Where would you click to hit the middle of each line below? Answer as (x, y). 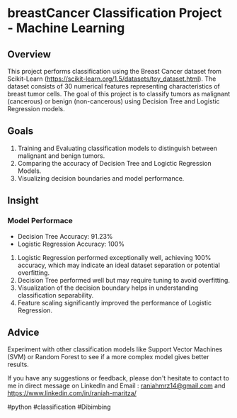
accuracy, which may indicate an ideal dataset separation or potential (119, 265)
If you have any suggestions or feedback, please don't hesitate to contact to (118, 378)
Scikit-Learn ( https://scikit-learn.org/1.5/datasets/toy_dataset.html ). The (112, 79)
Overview (29, 54)
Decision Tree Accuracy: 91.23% (65, 236)
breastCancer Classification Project (115, 13)
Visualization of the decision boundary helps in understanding (108, 288)
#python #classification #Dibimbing (59, 407)
